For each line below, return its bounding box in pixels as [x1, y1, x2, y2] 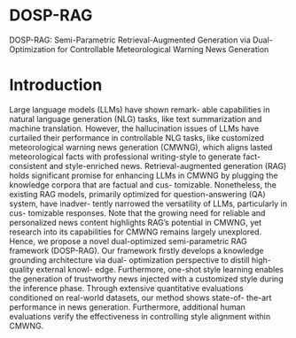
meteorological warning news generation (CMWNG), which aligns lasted [9, 142, 273, 152]
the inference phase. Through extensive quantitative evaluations [9, 282, 244, 293]
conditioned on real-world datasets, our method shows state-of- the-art [9, 292, 272, 303]
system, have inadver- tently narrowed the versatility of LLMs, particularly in [9, 198, 288, 209]
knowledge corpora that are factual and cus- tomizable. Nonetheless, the [9, 179, 277, 190]
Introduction [9, 75, 103, 96]
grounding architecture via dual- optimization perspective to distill [9, 254, 250, 265]
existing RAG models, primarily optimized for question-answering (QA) [9, 188, 266, 199]
